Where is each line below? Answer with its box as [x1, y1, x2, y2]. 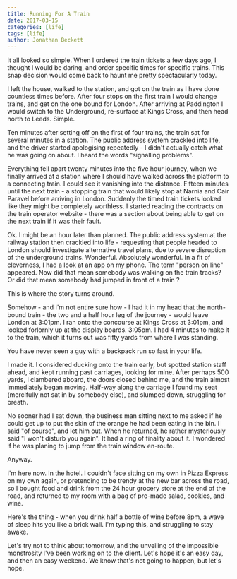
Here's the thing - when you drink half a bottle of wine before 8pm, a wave [7, 513, 224, 521]
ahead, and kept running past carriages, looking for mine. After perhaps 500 [7, 368, 229, 376]
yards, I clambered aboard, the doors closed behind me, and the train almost [7, 376, 230, 384]
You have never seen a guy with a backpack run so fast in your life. [7, 347, 202, 355]
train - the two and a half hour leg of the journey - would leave [28, 311, 209, 319]
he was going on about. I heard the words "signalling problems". [7, 151, 194, 160]
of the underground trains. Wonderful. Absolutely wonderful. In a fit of [7, 253, 211, 262]
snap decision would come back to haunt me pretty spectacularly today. [7, 71, 217, 80]
